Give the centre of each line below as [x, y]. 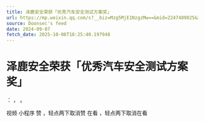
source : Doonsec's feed [37, 23]
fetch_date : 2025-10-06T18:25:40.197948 [59, 35]
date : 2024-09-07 [28, 29]
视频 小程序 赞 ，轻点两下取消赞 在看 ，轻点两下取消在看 [77, 113]
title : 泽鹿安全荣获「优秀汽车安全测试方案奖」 [59, 12]
